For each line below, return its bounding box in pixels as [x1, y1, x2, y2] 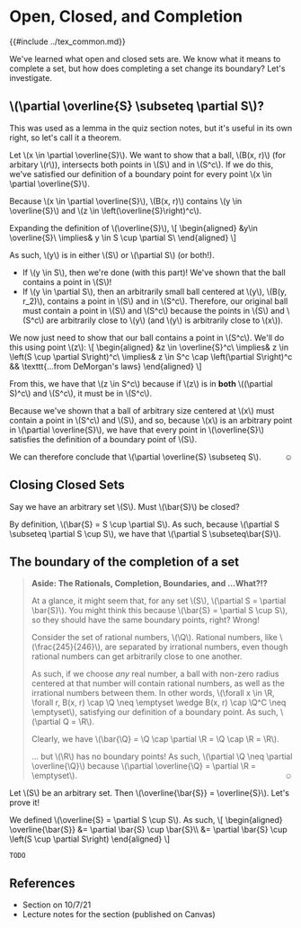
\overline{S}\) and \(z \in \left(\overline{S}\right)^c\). [9, 205, 202, 216]
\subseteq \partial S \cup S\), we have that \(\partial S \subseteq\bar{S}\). [9, 528, 281, 539]
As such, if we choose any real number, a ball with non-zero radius [31, 668, 279, 680]
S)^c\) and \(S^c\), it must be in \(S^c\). [9, 388, 153, 398]
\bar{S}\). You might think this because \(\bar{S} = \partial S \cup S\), [31, 605, 288, 616]
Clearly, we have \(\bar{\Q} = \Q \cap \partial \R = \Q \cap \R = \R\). [31, 734, 280, 745]
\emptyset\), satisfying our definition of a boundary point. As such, [31, 707, 279, 718]
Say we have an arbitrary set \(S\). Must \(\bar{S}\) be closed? [9, 501, 240, 512]
